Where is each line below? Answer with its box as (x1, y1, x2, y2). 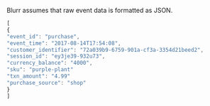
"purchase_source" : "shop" (6, 79, 87, 86)
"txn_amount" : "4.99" (6, 73, 71, 80)
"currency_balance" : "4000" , (6, 60, 93, 67)
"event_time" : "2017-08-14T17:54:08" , (6, 39, 121, 47)
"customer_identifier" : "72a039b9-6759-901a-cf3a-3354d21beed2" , (6, 46, 204, 53)
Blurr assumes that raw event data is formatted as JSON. (6, 6, 173, 14)
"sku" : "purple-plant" (6, 66, 74, 73)
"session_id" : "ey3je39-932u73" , (6, 53, 106, 60)
